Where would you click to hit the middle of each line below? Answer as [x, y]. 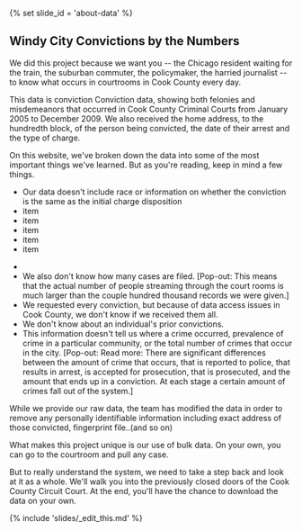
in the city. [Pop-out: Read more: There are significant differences [144, 352]
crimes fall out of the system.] [78, 391]
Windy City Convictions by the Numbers [124, 41]
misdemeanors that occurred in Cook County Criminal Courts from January [149, 109]
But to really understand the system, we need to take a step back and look [147, 472]
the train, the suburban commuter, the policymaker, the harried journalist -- [148, 72]
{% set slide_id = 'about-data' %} [71, 13]
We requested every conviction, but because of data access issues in [151, 304]
